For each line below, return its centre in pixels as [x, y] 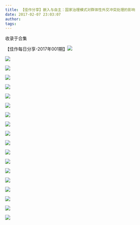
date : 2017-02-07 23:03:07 [33, 14]
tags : [11, 24]
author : [13, 19]
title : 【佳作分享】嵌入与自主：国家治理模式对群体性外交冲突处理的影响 [70, 10]
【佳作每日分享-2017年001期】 [36, 49]
